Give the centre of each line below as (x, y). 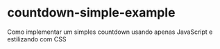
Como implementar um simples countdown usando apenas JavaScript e (110, 32)
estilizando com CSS (37, 39)
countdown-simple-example (91, 13)
